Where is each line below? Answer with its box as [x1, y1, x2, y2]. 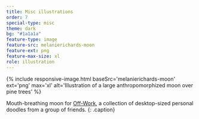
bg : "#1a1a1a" [6, 31, 42, 37]
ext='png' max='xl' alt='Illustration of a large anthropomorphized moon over [6, 81, 193, 89]
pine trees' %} [6, 88, 42, 95]
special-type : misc [6, 20, 55, 26]
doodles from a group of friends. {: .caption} [6, 106, 115, 113]
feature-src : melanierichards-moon [6, 42, 95, 48]
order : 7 [6, 14, 28, 20]
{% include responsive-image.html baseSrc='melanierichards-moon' [6, 75, 176, 83]
